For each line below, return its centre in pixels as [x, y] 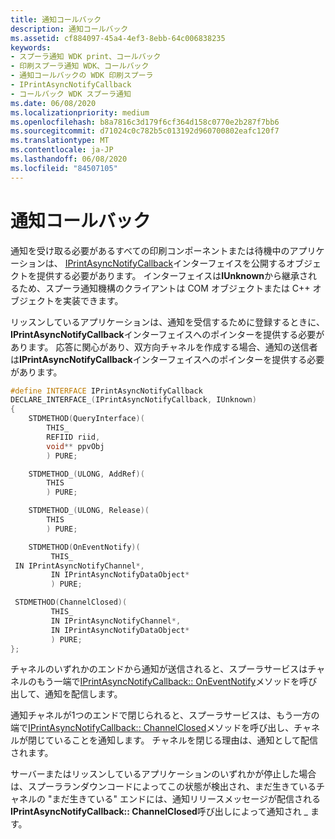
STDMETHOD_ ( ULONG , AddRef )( [86, 474]
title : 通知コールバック [56, 19]
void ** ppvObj [75, 446]
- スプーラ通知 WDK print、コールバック [86, 57]
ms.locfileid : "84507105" [64, 168]
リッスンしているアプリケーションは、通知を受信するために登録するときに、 [167, 322]
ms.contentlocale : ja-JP [62, 150]
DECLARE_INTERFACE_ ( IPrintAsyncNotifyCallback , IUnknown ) [133, 400]
